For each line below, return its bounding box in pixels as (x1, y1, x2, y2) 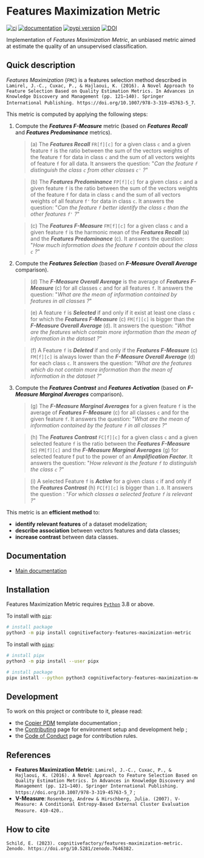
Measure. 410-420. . (15, 806, 64, 814)
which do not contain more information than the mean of (30, 366, 173, 373)
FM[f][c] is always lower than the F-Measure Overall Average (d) (30, 353, 195, 360)
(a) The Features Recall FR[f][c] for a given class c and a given (30, 140, 191, 148)
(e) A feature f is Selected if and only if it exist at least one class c (30, 308, 195, 316)
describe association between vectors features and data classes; (15, 526, 180, 534)
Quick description (6, 60, 76, 70)
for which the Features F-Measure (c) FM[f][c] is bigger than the (30, 315, 195, 322)
